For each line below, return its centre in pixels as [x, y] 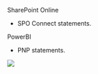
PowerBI [19, 37]
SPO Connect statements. [54, 23]
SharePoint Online [33, 10]
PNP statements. [41, 50]
